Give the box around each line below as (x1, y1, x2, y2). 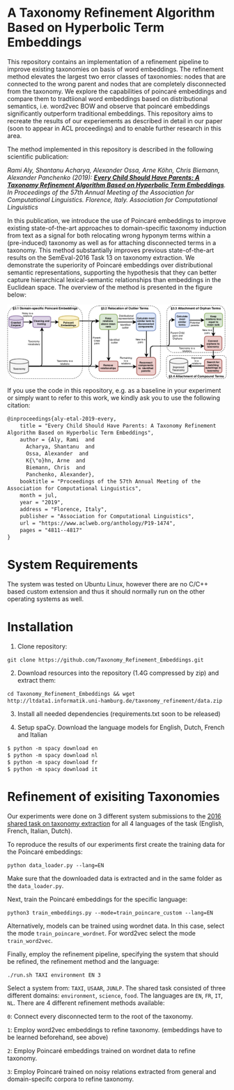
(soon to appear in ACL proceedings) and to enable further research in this (7, 124, 221, 132)
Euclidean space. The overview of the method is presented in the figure (7, 283, 213, 291)
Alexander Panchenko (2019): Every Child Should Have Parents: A (7, 173, 200, 182)
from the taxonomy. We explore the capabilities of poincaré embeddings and (7, 87, 227, 95)
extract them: (17, 676, 56, 684)
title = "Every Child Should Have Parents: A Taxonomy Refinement (19, 422, 217, 429)
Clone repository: (17, 642, 68, 651)
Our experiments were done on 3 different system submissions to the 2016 (7, 811, 221, 820)
